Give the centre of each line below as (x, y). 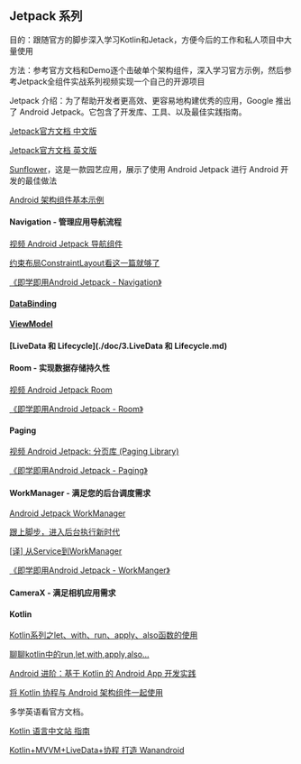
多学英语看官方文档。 (49, 712)
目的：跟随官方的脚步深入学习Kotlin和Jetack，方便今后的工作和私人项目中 (147, 40)
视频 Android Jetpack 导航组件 (66, 244)
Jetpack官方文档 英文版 (53, 150)
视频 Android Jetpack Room (61, 390)
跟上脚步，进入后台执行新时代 (64, 532)
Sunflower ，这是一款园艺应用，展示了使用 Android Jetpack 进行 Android (144, 169)
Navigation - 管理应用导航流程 (66, 222)
